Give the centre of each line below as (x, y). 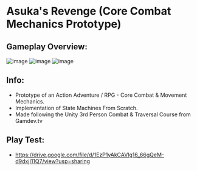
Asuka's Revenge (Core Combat (89, 11)
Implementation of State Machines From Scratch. (76, 108)
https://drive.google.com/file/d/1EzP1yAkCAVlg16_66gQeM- (90, 155)
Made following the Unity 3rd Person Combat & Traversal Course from (103, 114)
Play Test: (26, 140)
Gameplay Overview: (47, 47)
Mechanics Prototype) (64, 24)
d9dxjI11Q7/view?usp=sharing (52, 161)
